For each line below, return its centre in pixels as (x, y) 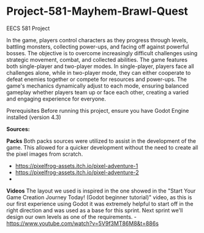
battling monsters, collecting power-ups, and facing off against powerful (98, 47)
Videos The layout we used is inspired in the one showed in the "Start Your (101, 191)
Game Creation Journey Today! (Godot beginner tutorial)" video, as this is (99, 197)
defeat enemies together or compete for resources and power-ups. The (97, 79)
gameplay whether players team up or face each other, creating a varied (97, 92)
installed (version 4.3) (34, 117)
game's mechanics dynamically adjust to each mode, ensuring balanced (97, 86)
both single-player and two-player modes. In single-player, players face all (100, 66)
